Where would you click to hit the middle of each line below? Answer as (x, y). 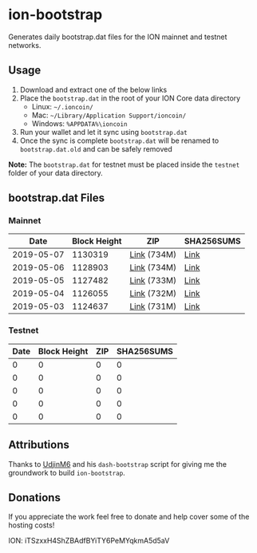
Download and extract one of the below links (93, 89)
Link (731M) (153, 306)
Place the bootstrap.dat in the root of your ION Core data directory (130, 98)
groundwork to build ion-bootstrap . (67, 472)
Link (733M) (153, 281)
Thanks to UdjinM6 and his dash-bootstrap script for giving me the (118, 464)
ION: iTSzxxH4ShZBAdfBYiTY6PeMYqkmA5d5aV (89, 541)
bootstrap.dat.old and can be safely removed (96, 148)
